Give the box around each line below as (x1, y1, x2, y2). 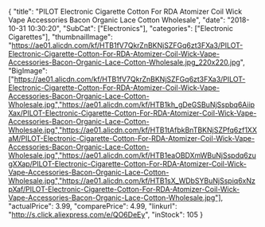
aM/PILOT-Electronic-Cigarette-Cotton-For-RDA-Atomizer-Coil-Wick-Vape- (8, 134, 255, 143)
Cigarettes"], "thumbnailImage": (8, 32, 113, 41)
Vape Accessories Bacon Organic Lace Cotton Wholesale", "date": (8, 15, 225, 25)
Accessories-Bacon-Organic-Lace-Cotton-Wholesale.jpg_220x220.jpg (8, 57, 241, 67)
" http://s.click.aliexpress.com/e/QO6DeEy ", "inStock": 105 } (8, 210, 204, 219)
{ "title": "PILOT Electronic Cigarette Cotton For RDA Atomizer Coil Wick (8, 7, 243, 16)
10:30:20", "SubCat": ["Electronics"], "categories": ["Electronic (27, 24, 233, 33)
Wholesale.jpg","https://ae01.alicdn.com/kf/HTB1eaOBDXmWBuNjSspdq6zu (8, 151, 257, 160)
